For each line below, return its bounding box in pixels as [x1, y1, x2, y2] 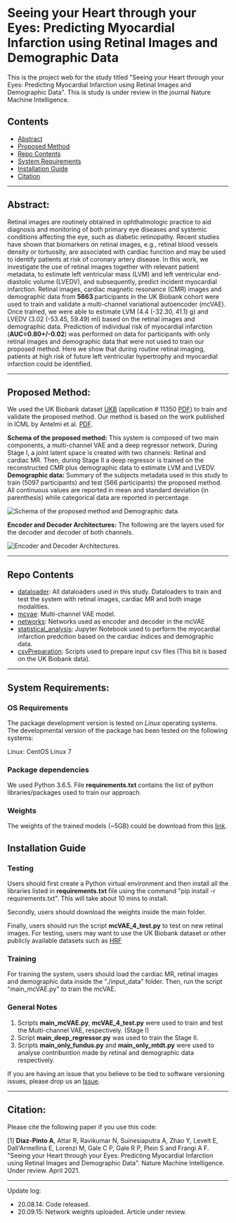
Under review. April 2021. [7, 1166, 81, 1174]
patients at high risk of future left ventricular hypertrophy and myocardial [7, 352, 218, 360]
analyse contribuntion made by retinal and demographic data [17, 1048, 195, 1056]
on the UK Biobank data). [17, 655, 91, 663]
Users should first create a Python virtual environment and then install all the [7, 879, 229, 888]
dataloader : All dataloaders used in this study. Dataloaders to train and [17, 587, 221, 596]
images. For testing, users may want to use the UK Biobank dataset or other [7, 929, 226, 937]
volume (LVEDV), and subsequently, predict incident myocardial [32, 277, 218, 286]
